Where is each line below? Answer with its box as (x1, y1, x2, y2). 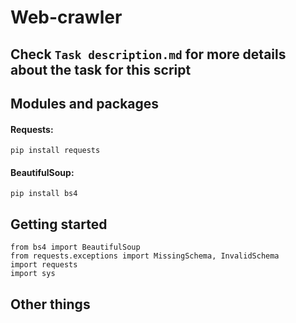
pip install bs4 (10, 189, 78, 199)
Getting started (10, 216, 108, 233)
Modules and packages (10, 95, 160, 112)
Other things (10, 296, 91, 313)
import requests (10, 260, 78, 270)
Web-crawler (10, 6, 123, 29)
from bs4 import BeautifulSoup (10, 242, 141, 253)
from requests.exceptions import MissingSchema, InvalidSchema (10, 251, 280, 261)
